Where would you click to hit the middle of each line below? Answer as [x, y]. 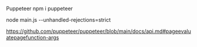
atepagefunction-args [33, 37]
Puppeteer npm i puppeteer [40, 9]
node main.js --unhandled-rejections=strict [59, 20]
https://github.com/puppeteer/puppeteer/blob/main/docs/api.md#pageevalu [98, 31]
